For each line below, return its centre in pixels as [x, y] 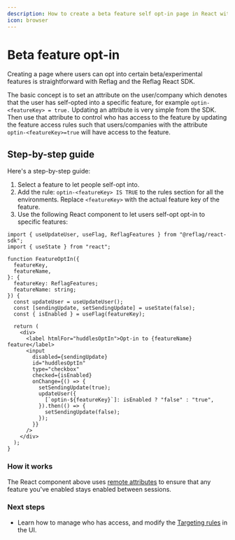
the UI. [27, 530]
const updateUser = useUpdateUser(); [69, 302]
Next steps [26, 507]
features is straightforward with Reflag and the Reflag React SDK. [101, 82]
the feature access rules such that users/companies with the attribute [107, 125]
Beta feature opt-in [64, 55]
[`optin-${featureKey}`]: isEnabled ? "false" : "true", [129, 400]
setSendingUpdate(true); [74, 388]
